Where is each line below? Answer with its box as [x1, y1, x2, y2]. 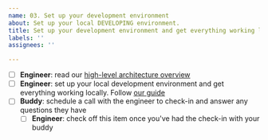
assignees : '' [8, 41, 56, 49]
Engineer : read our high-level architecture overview [19, 70, 191, 80]
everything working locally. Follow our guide [19, 88, 166, 98]
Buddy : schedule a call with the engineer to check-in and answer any [19, 96, 249, 106]
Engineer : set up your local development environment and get [19, 79, 225, 88]
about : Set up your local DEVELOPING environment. [8, 19, 180, 27]
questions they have [19, 105, 87, 115]
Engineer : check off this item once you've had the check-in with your [31, 114, 260, 123]
